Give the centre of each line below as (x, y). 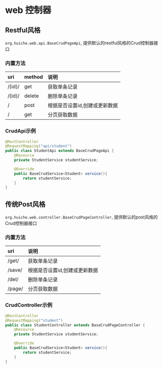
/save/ (15, 270)
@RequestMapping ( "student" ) (34, 320)
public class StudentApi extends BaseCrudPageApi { (59, 151)
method (33, 77)
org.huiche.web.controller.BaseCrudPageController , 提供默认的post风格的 (81, 217)
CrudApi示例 (21, 131)
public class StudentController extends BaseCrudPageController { (75, 325)
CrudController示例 (29, 305)
